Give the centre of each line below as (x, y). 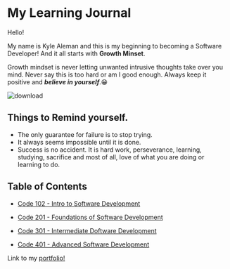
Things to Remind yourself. (68, 118)
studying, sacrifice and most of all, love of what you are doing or (111, 157)
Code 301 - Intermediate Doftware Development (87, 230)
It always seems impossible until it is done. (79, 142)
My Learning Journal (69, 13)
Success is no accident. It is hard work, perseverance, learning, (109, 150)
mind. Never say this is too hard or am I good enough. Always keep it (107, 74)
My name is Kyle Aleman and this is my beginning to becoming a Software (115, 46)
